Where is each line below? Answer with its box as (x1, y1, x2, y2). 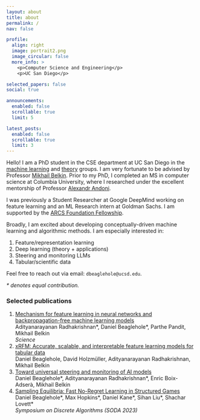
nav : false (6, 25, 34, 32)
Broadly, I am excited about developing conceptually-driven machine (6, 221, 177, 228)
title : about (6, 15, 39, 21)
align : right (11, 42, 45, 48)
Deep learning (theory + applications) (15, 245, 109, 253)
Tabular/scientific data (15, 258, 71, 266)
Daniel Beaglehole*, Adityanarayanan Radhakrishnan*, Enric (15, 375, 164, 382)
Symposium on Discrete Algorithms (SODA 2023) (15, 407, 138, 414)
